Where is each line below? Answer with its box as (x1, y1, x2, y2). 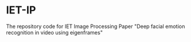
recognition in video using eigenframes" (6, 29, 103, 36)
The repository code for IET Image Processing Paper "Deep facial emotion (6, 23, 186, 30)
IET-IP (6, 3, 36, 17)
